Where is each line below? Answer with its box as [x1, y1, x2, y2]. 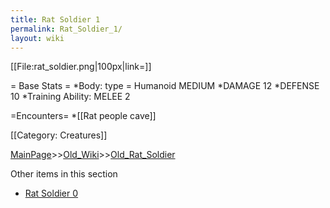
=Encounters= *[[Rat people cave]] [10, 110, 157, 122]
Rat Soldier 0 [24, 187, 79, 200]
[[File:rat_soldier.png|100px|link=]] [10, 61, 152, 73]
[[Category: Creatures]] [10, 129, 108, 141]
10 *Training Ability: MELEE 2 [10, 91, 131, 103]
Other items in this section [10, 168, 118, 180]
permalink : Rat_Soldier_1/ [10, 24, 123, 34]
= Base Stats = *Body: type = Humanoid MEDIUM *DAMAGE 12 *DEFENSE [10, 80, 320, 92]
